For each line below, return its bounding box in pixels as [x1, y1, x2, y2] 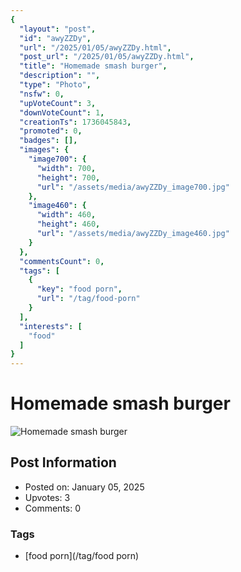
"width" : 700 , [36, 163, 97, 173]
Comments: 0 [24, 502, 82, 514]
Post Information [10, 454, 117, 471]
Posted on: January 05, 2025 [24, 481, 145, 493]
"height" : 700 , [36, 172, 101, 183]
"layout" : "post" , [19, 24, 97, 34]
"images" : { [19, 145, 70, 155]
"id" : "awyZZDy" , [19, 33, 92, 43]
